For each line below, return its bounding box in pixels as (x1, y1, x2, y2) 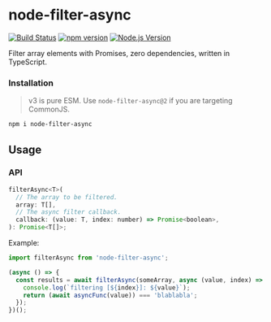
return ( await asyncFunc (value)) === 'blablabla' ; (23, 291, 198, 299)
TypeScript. (8, 57, 47, 67)
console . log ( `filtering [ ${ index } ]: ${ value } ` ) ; (23, 283, 191, 292)
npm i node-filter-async (8, 120, 92, 128)
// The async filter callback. (15, 208, 122, 216)
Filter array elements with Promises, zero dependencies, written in (8, 48, 230, 58)
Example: (8, 238, 40, 248)
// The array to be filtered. (15, 193, 118, 201)
